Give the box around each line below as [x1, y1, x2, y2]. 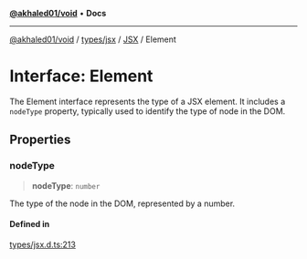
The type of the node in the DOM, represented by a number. [9, 198, 236, 209]
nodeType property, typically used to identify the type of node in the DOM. [9, 105, 286, 117]
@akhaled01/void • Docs [9, 8, 107, 18]
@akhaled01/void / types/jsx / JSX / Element [9, 34, 176, 45]
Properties [9, 132, 71, 148]
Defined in [9, 219, 50, 230]
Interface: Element [9, 66, 153, 87]
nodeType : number [31, 180, 101, 191]
